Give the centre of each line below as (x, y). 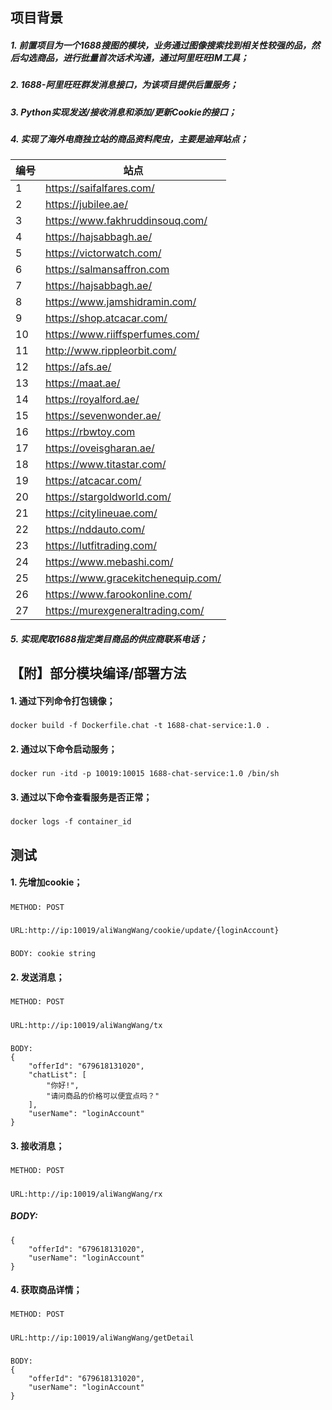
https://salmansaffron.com (107, 270)
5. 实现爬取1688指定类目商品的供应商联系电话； (109, 639)
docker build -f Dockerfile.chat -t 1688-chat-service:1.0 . (140, 726)
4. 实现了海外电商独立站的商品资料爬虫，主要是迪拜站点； (129, 139)
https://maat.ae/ (83, 383)
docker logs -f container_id (71, 822)
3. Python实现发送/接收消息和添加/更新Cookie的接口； (123, 112)
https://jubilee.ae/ (86, 205)
